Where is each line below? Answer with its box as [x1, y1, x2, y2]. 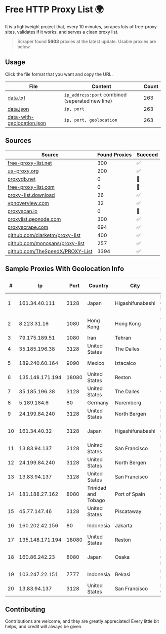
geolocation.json [7, 120, 46, 127]
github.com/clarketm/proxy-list [7, 232, 81, 239]
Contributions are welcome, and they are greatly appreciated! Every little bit [5, 618, 159, 624]
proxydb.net [7, 175, 36, 182]
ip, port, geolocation [64, 117, 118, 123]
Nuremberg [115, 399, 142, 406]
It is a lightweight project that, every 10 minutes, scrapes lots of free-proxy [5, 23, 157, 30]
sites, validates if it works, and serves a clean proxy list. [5, 29, 119, 35]
